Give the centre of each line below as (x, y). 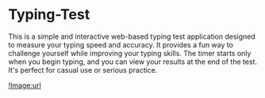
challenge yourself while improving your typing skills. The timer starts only (130, 53)
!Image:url (25, 85)
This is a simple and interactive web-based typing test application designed (132, 36)
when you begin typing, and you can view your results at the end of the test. (133, 62)
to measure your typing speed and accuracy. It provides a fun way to (121, 44)
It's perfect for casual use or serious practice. (83, 70)
